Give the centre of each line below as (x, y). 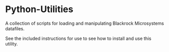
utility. (12, 43)
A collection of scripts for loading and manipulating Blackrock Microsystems (85, 23)
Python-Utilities (39, 9)
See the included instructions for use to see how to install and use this (78, 38)
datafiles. (15, 28)
